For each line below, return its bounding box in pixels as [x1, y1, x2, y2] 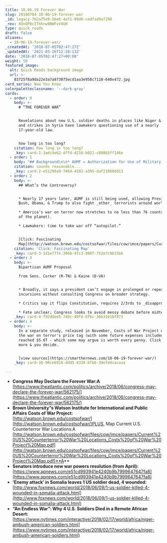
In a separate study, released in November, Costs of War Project [18, 328, 159, 333]
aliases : [5, 35, 23, 40]
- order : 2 [9, 173, 32, 178]
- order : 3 [9, 255, 32, 260]
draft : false [5, 30, 32, 35]
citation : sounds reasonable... [14, 164, 81, 169]
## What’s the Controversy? [18, 183, 77, 188]
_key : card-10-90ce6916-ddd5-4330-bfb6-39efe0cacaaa [14, 360, 126, 365]
